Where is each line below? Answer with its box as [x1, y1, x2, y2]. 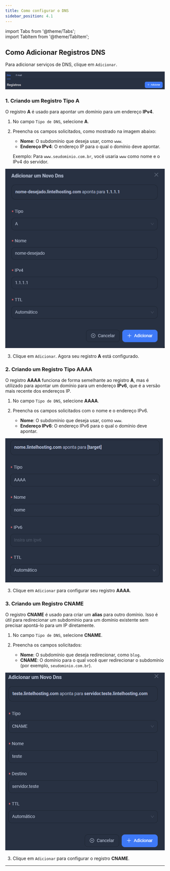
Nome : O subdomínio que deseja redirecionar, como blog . [20, 652, 141, 658]
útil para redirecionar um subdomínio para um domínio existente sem [5, 617, 149, 623]
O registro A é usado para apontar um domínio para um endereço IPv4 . [5, 108, 154, 115]
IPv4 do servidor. [12, 159, 49, 165]
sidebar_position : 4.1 [5, 13, 53, 19]
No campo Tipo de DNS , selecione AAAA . [12, 398, 100, 404]
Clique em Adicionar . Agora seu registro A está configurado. [12, 353, 140, 359]
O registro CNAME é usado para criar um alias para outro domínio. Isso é [5, 612, 158, 618]
